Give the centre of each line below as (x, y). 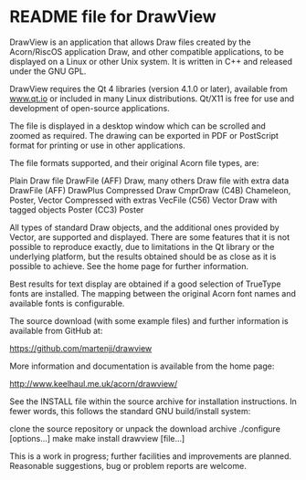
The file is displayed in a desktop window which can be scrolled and (138, 126)
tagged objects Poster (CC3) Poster (77, 209)
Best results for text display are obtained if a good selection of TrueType (145, 284)
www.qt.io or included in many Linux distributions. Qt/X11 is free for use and (152, 99)
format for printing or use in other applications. (97, 145)
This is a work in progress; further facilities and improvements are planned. (151, 456)
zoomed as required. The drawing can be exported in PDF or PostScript (144, 135)
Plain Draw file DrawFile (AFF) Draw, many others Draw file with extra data (149, 181)
